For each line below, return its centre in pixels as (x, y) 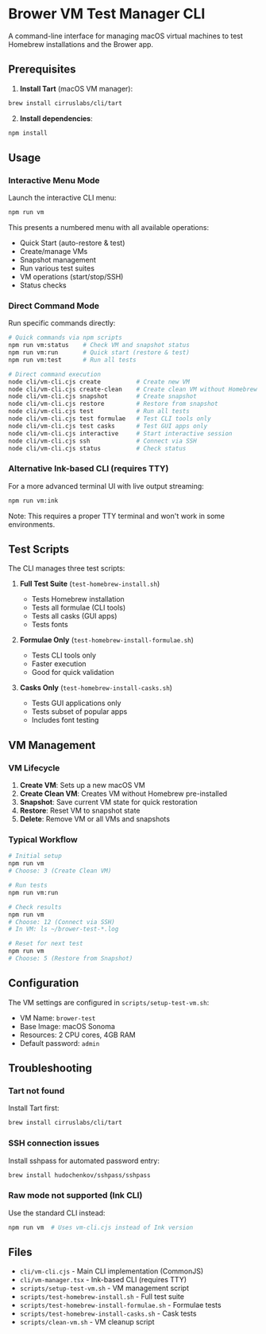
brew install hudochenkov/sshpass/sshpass (79, 1175)
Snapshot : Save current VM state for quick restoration (109, 802)
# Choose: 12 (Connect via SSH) (62, 922)
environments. (32, 524)
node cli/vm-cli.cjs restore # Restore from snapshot (113, 404)
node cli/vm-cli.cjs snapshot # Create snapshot (102, 396)
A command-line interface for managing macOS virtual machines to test (126, 36)
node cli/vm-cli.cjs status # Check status (97, 448)
